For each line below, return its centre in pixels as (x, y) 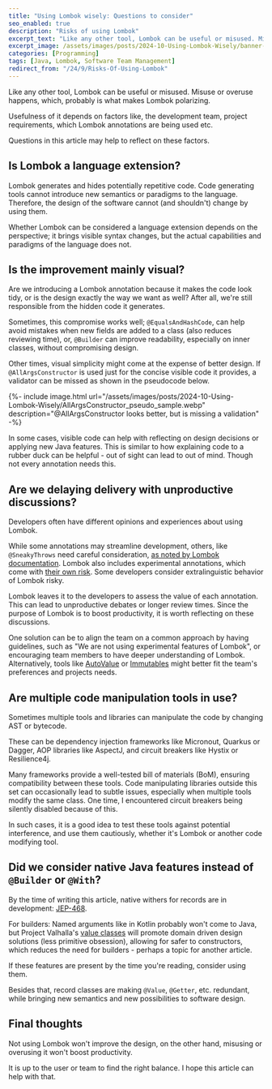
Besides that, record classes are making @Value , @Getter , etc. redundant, (129, 989)
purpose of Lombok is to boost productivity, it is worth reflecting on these (131, 614)
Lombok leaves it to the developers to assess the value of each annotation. (134, 596)
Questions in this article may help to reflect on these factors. (109, 140)
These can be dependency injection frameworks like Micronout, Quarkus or (134, 742)
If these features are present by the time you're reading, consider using (127, 965)
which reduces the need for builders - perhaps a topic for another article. (130, 950)
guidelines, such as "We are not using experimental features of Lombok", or (134, 646)
